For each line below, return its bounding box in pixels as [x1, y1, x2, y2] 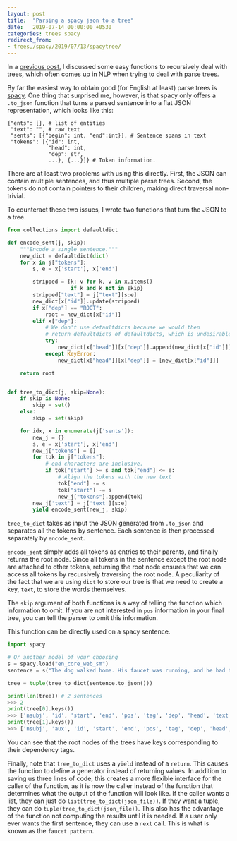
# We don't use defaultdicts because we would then [44, 324, 200, 332]
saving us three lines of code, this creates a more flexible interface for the [7, 774, 222, 782]
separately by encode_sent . [7, 534, 86, 543]
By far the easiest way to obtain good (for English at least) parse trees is [7, 84, 217, 92]
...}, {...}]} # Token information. [48, 157, 157, 164]
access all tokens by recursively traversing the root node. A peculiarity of [7, 570, 220, 579]
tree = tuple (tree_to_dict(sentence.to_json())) [7, 679, 153, 686]
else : [20, 409, 37, 416]
